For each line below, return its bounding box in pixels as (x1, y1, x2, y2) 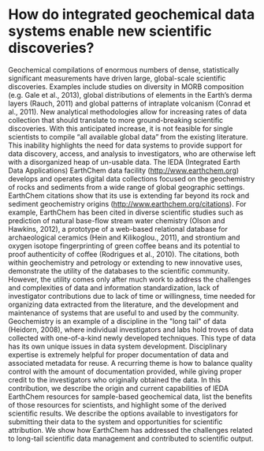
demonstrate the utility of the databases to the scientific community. (8, 266, 230, 275)
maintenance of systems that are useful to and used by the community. (8, 307, 239, 317)
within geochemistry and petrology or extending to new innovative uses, (8, 258, 243, 267)
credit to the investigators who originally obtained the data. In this (8, 375, 221, 384)
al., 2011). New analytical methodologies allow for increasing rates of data (8, 106, 247, 116)
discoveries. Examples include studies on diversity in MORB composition (8, 81, 244, 91)
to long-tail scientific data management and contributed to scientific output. (8, 434, 254, 443)
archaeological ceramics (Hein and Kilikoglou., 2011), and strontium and (8, 233, 240, 242)
